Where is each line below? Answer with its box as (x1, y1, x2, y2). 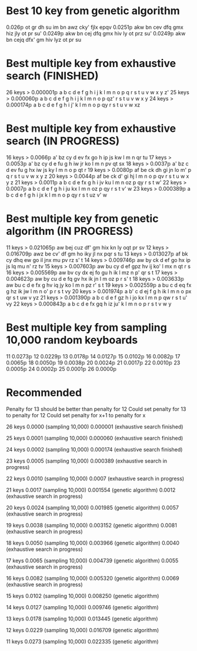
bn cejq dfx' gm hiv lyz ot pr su (6, 36, 81, 43)
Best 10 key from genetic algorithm (6, 4, 181, 18)
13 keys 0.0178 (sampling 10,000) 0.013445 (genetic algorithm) (6, 615, 158, 622)
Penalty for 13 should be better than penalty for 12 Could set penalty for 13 (6, 405, 186, 413)
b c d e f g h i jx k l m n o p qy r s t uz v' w (6, 191, 108, 198)
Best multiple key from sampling (6, 321, 168, 334)
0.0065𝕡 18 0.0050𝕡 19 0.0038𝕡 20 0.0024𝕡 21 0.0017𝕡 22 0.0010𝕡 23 (6, 359, 181, 366)
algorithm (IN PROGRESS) (6, 225, 133, 238)
